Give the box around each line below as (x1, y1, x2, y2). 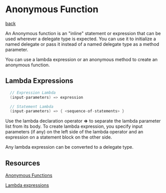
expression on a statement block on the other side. (5, 134, 112, 141)
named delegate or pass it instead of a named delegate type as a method (5, 41, 159, 47)
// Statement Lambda (10, 104, 54, 109)
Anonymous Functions (5, 172, 53, 179)
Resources (5, 159, 40, 168)
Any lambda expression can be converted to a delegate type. (5, 144, 134, 150)
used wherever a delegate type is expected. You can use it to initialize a (5, 36, 156, 42)
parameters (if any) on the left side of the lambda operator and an (5, 129, 144, 135)
